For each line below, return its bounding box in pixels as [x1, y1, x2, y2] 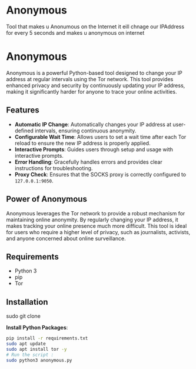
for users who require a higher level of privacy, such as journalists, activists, [6, 228, 191, 235]
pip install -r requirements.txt [6, 335, 88, 341]
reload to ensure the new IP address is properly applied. [14, 139, 151, 147]
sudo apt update [6, 341, 46, 347]
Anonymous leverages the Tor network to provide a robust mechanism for [6, 210, 185, 217]
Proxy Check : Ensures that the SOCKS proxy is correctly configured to [14, 171, 187, 178]
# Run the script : [6, 351, 54, 358]
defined [14, 127, 34, 134]
